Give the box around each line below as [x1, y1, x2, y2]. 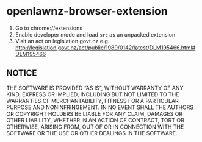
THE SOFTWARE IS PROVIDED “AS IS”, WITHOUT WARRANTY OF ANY [6, 84, 184, 91]
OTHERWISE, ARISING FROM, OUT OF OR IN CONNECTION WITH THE [6, 123, 184, 130]
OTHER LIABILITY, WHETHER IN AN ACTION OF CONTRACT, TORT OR [6, 116, 184, 124]
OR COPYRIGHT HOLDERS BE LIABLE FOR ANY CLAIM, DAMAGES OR [6, 110, 183, 117]
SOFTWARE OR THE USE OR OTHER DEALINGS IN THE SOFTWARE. [6, 129, 178, 137]
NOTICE [6, 68, 37, 79]
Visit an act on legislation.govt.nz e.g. [15, 37, 110, 44]
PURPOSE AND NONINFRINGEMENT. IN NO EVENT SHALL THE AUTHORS [6, 104, 194, 111]
